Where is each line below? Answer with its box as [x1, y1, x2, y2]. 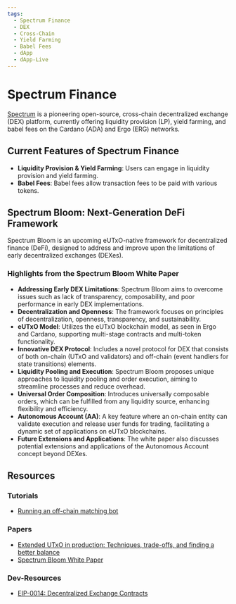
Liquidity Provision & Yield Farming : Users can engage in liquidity [17, 163, 210, 172]
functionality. [17, 337, 55, 346]
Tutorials [7, 491, 39, 501]
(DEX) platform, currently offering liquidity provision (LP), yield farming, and [7, 117, 226, 125]
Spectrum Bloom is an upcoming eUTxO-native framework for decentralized [7, 237, 228, 245]
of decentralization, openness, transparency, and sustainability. [17, 315, 202, 323]
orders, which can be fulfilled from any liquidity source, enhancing [17, 397, 210, 405]
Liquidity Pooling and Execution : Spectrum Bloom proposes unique [17, 367, 214, 375]
